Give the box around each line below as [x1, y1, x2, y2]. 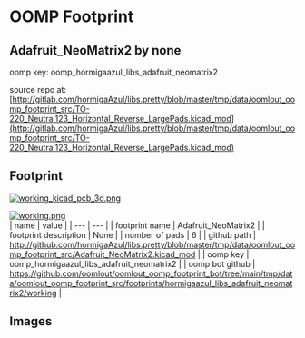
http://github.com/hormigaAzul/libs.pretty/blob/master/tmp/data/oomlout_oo [9, 239, 296, 250]
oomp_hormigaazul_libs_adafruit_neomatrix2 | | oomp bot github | [9, 258, 256, 269]
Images [9, 313, 53, 329]
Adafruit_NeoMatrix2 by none [9, 43, 182, 58]
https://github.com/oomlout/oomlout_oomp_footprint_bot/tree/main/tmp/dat [9, 268, 293, 279]
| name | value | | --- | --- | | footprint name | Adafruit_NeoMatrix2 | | [9, 220, 265, 231]
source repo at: [9, 84, 66, 94]
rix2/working [9, 287, 57, 298]
